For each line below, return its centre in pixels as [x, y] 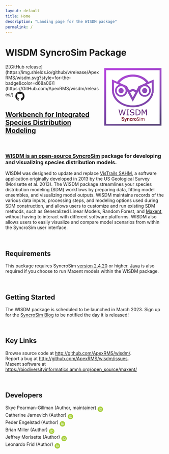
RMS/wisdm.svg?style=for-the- [38, 78]
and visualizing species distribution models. [61, 162]
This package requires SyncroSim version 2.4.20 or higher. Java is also [80, 266]
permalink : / [19, 27]
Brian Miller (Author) [26, 430]
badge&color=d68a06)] [30, 83]
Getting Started [30, 297]
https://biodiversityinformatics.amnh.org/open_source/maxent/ [71, 369]
